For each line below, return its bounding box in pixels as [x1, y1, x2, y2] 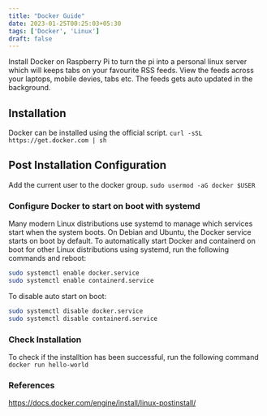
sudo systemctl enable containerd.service [8, 277, 154, 285]
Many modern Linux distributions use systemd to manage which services [8, 219, 253, 228]
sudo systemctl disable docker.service [8, 306, 144, 315]
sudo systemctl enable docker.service [8, 269, 140, 277]
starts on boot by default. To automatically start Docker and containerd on [8, 236, 256, 246]
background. [8, 83, 51, 93]
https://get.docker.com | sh [8, 136, 107, 145]
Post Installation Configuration [8, 158, 167, 172]
